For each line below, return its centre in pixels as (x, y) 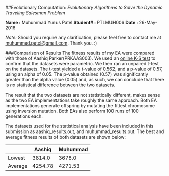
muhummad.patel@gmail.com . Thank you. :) (51, 43)
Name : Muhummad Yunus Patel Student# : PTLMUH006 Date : (72, 23)
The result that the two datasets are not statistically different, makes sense (83, 95)
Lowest (16, 158)
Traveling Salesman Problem (35, 13)
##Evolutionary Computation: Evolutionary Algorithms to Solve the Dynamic (84, 7)
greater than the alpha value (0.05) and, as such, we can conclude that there (85, 80)
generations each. (24, 116)
